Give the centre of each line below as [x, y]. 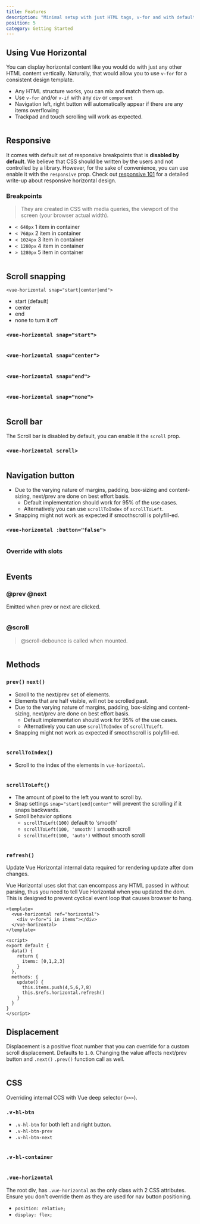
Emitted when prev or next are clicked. [54, 607]
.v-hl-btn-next [34, 1138]
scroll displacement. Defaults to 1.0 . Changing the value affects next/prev [97, 1053]
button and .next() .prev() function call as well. [65, 1059]
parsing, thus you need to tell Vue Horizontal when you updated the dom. [96, 892]
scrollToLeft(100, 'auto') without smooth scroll [84, 835]
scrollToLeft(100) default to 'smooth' [70, 822]
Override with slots [34, 552]
